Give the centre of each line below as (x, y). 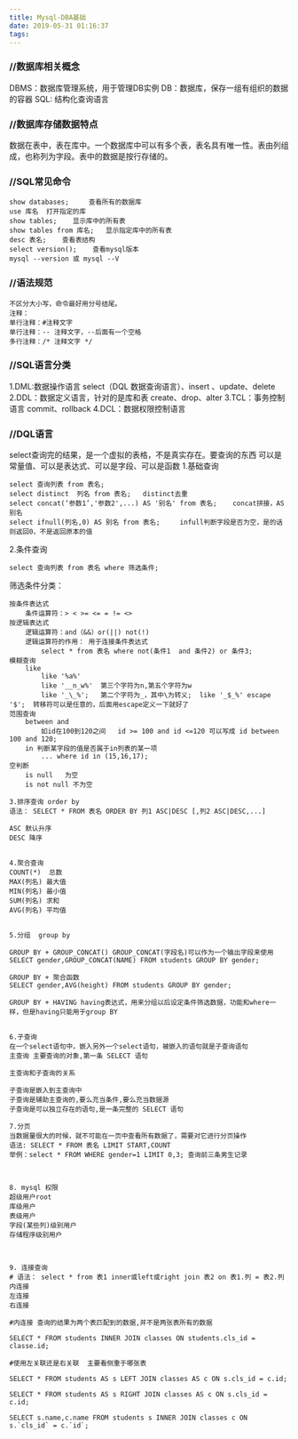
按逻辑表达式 (29, 623)
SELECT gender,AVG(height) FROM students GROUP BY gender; (121, 985)
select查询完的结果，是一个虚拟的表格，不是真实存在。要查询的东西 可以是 (145, 455)
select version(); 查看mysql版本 (74, 250)
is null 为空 (52, 776)
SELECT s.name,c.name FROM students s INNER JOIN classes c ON (129, 1418)
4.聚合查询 (27, 864)
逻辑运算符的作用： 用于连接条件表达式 (86, 642)
